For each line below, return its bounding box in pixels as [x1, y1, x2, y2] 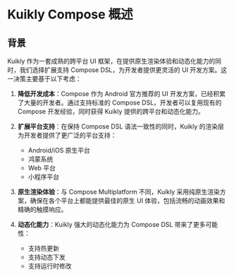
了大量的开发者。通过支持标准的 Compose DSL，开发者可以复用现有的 [17, 98, 222, 107]
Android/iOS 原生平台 [27, 146, 90, 154]
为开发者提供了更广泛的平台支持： [17, 131, 117, 139]
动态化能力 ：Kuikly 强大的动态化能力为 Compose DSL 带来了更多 [17, 220, 206, 228]
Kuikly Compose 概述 [7, 6, 134, 23]
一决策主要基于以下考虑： [7, 75, 82, 83]
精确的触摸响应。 [17, 206, 68, 213]
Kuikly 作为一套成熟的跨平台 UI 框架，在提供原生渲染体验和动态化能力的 [7, 57, 216, 65]
